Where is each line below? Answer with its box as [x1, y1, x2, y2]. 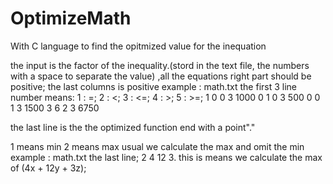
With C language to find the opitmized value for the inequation [10, 40, 267, 52]
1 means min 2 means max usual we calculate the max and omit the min [10, 140, 305, 152]
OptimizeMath [10, 7, 132, 30]
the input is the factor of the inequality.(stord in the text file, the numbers [10, 59, 310, 71]
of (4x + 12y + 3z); [10, 162, 87, 174]
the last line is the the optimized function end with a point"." [10, 121, 256, 133]
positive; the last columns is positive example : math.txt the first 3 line [10, 80, 297, 92]
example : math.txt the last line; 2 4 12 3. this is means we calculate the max [10, 151, 323, 163]
